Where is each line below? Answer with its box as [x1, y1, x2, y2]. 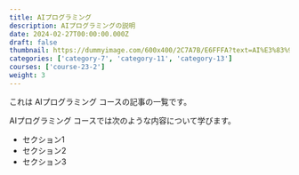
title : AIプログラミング [9, 12, 92, 22]
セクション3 [21, 156, 67, 167]
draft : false [9, 37, 58, 47]
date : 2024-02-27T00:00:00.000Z [9, 29, 129, 38]
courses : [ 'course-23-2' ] [9, 63, 105, 72]
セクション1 [21, 134, 65, 145]
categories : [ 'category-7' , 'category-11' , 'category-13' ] [9, 54, 233, 63]
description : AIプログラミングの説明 [9, 21, 136, 30]
